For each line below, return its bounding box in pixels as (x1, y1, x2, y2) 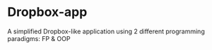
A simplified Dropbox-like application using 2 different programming (7, 27, 205, 35)
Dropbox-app (7, 4, 88, 20)
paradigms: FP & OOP (7, 34, 71, 42)
